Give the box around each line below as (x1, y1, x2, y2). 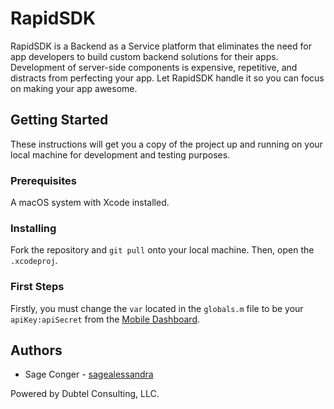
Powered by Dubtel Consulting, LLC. (10, 388, 160, 400)
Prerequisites (10, 173, 77, 187)
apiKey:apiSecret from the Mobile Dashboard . (10, 313, 201, 325)
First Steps (10, 280, 65, 294)
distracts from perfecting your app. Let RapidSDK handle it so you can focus (10, 72, 325, 84)
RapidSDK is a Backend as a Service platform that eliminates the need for (10, 40, 312, 52)
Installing (10, 221, 57, 235)
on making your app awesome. (10, 82, 138, 94)
